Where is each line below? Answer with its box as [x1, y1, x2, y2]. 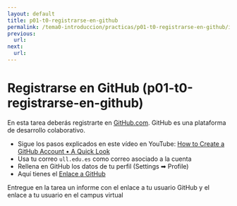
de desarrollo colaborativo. [7, 126, 86, 134]
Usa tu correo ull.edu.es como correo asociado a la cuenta [17, 154, 192, 163]
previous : [7, 30, 37, 37]
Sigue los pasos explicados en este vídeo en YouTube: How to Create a [17, 139, 225, 148]
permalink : [7, 23, 39, 30]
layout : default [7, 10, 55, 18]
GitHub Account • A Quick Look [17, 147, 111, 155]
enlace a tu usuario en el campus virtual [7, 190, 123, 199]
